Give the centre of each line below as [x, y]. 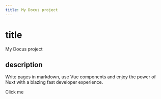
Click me [15, 92]
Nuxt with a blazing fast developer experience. [54, 82]
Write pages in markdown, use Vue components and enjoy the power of [81, 77]
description [24, 64]
